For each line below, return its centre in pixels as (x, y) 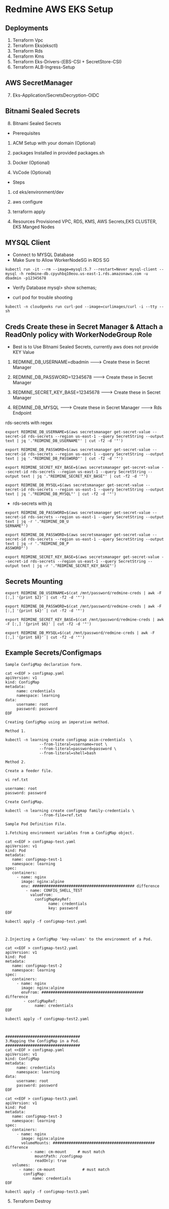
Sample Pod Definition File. (36, 824)
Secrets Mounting (34, 581)
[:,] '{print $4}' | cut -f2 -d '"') (45, 611)
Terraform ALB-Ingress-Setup (44, 67)
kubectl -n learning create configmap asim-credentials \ (69, 740)
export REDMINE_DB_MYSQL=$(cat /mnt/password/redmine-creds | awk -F (80, 633)
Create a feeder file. (29, 771)
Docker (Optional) (31, 163)
